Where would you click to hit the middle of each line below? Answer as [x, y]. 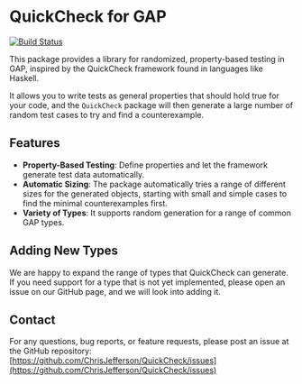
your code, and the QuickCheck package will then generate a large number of [151, 105]
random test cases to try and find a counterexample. [107, 114]
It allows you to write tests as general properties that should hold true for [144, 96]
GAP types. [43, 222]
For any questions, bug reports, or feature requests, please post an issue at [149, 342]
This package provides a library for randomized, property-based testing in [147, 59]
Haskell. [24, 78]
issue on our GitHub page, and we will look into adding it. [115, 291]
